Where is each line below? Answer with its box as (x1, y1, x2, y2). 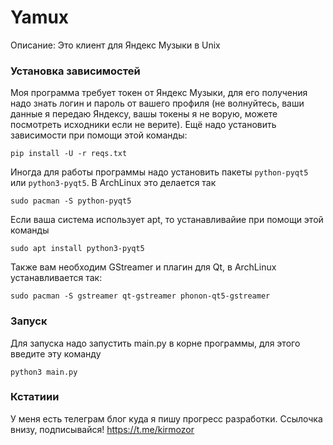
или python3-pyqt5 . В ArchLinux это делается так (10, 177, 217, 189)
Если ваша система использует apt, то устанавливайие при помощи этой (10, 214, 324, 226)
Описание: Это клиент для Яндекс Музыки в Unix (10, 39, 221, 51)
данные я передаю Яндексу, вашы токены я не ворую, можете (10, 108, 278, 120)
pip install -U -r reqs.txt (10, 149, 128, 159)
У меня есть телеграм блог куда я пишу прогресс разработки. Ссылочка (10, 412, 323, 425)
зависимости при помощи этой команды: (10, 129, 188, 141)
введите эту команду (10, 347, 102, 360)
